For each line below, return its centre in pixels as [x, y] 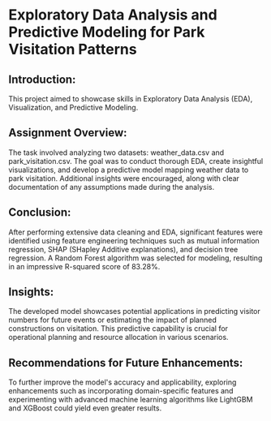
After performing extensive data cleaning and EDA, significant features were [136, 232]
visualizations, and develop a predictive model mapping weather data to [129, 170]
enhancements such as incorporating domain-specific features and [121, 391]
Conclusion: [40, 213]
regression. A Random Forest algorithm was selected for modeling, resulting [135, 258]
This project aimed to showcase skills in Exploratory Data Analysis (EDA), [131, 99]
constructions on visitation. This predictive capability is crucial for [118, 329]
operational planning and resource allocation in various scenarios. [118, 337]
